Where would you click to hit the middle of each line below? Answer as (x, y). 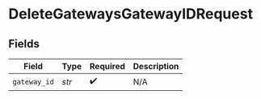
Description (156, 66)
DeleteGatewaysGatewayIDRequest (130, 14)
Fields (24, 44)
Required (107, 66)
